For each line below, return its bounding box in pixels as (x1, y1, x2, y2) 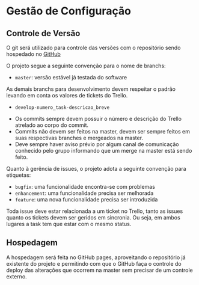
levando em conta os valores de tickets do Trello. (6, 92, 128, 99)
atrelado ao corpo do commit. (14, 121, 89, 129)
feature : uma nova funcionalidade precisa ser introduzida (14, 196, 158, 203)
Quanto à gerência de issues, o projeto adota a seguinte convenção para (6, 165, 186, 172)
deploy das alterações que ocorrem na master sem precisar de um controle (6, 266, 194, 274)
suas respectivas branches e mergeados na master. (14, 134, 143, 141)
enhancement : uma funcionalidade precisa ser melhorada (14, 189, 154, 197)
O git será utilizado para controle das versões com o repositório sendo (6, 44, 181, 51)
